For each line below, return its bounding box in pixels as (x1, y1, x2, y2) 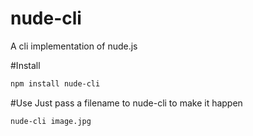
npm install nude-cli (10, 78, 101, 89)
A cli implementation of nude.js (10, 40, 138, 52)
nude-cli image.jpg (10, 116, 92, 126)
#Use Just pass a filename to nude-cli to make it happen (10, 97, 243, 109)
